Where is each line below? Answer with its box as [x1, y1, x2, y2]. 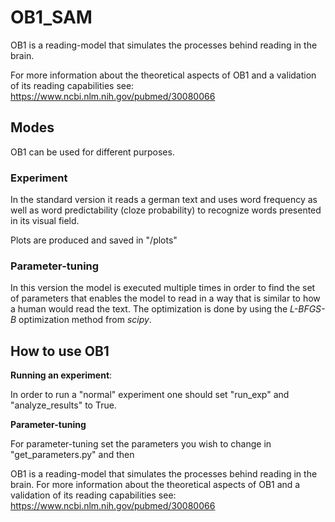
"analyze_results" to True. [10, 399, 117, 411]
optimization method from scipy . [18, 314, 152, 326]
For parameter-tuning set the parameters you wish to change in [10, 438, 272, 450]
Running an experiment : [10, 369, 113, 381]
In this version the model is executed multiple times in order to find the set [10, 282, 316, 294]
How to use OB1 [10, 342, 110, 360]
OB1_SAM [10, 6, 93, 29]
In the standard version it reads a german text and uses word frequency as [10, 194, 318, 206]
